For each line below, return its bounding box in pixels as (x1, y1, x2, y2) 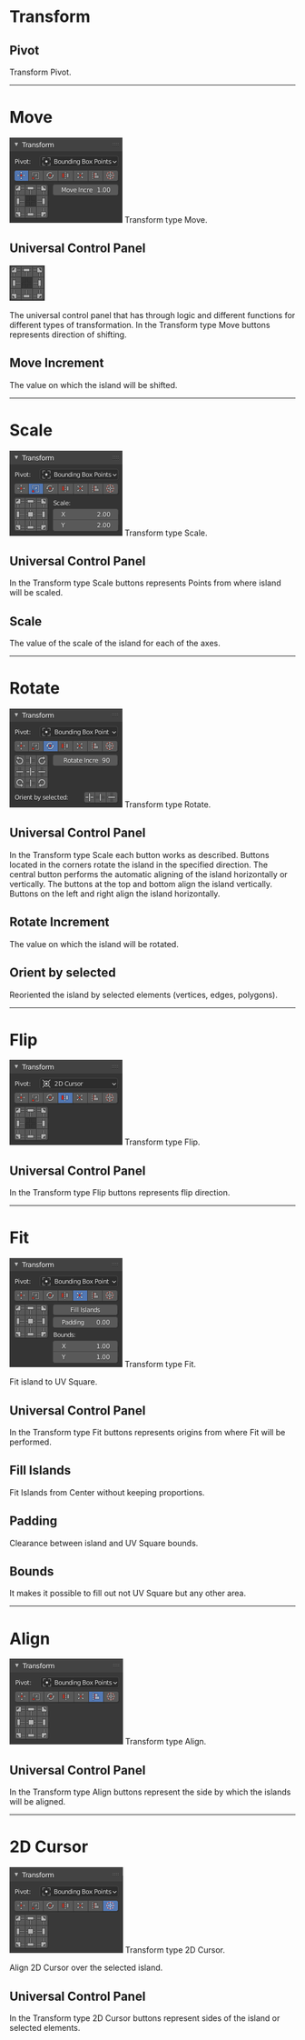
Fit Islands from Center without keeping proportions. (9, 1486, 205, 1497)
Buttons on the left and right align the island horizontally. (9, 888, 221, 899)
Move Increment (9, 355, 104, 371)
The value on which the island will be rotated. (9, 938, 179, 949)
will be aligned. (9, 1796, 66, 1807)
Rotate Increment (9, 915, 110, 930)
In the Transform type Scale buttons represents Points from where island (9, 577, 281, 588)
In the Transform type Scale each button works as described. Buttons (9, 849, 270, 860)
